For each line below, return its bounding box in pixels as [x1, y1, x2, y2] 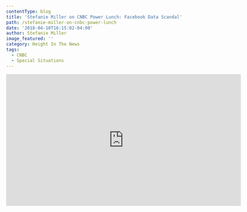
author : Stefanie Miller [6, 30, 67, 36]
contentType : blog [6, 8, 51, 15]
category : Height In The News [6, 42, 80, 47]
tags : [6, 47, 19, 53]
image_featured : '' [6, 36, 54, 42]
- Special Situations [11, 57, 65, 63]
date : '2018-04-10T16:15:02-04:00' [6, 25, 93, 31]
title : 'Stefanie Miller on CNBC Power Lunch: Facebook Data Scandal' [6, 14, 182, 20]
